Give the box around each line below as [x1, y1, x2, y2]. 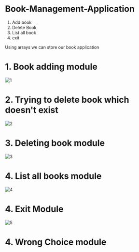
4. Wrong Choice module [5, 236, 107, 248]
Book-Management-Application [5, 3, 135, 15]
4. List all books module [5, 171, 102, 181]
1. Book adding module [5, 62, 97, 72]
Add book [12, 19, 32, 25]
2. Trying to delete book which [5, 94, 129, 105]
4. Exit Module [5, 204, 64, 214]
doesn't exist [5, 105, 59, 116]
